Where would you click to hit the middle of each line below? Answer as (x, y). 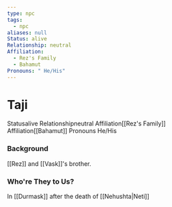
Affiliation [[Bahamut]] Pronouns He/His (62, 131)
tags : (15, 20)
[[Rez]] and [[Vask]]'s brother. (49, 163)
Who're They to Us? (41, 181)
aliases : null (27, 33)
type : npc (21, 13)
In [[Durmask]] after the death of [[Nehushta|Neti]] (78, 197)
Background (28, 149)
